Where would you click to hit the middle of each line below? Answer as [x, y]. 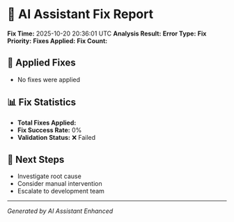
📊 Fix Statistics [42, 103]
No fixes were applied [49, 79]
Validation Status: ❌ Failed [56, 137]
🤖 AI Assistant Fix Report [80, 14]
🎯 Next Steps [36, 159]
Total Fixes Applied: [47, 122]
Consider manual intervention [60, 184]
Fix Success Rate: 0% [49, 130]
